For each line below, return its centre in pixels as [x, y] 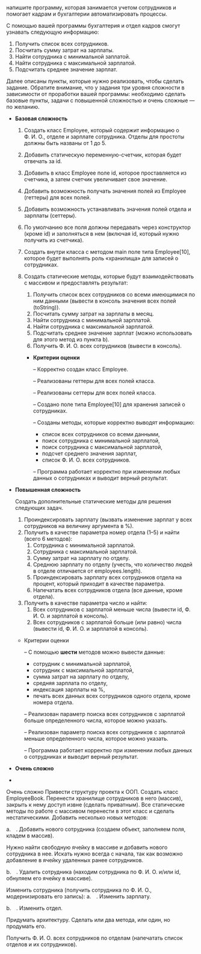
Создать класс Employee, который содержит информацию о [101, 130]
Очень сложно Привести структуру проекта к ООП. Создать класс [92, 792]
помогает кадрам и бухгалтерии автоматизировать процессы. [87, 14]
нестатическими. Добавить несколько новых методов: [77, 817]
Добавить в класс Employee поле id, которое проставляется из [105, 173]
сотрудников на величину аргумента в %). [79, 526]
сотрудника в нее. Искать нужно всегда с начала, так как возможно [94, 854]
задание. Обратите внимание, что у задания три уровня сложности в [95, 88]
